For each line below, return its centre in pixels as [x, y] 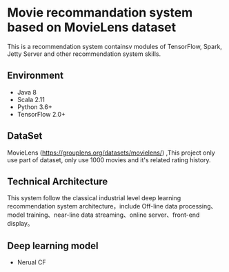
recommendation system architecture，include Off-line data [92, 206]
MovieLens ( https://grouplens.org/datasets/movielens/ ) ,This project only [111, 153]
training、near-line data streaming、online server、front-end [113, 215]
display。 [20, 224]
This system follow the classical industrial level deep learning [94, 198]
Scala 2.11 [31, 99]
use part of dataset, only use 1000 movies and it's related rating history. [109, 159]
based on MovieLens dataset [92, 27]
